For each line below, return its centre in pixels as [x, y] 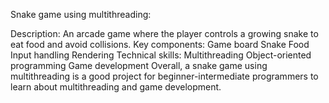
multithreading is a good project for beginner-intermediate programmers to [164, 76]
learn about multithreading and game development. [116, 87]
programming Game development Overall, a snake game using [139, 65]
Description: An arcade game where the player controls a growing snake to [164, 33]
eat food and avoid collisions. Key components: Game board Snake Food [160, 44]
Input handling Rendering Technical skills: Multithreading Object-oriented [161, 55]
